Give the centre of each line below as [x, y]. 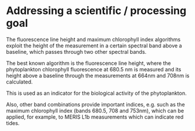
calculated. [20, 82]
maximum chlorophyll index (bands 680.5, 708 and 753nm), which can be [95, 111]
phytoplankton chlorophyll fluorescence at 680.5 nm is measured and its [94, 69]
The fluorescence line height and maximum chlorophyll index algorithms [93, 39]
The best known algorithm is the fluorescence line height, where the [89, 63]
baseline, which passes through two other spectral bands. [76, 51]
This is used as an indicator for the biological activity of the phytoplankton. [96, 93]
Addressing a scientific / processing [96, 11]
